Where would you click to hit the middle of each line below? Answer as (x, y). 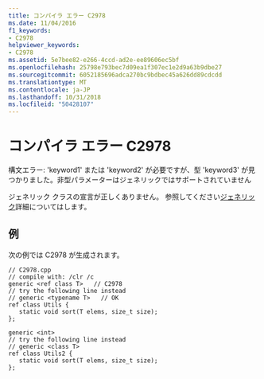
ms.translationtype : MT (48, 82)
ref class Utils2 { (41, 354)
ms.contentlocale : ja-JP (49, 90)
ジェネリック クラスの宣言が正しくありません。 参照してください (115, 197)
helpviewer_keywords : (44, 45)
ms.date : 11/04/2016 (43, 23)
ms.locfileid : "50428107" (51, 104)
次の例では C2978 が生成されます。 (66, 255)
